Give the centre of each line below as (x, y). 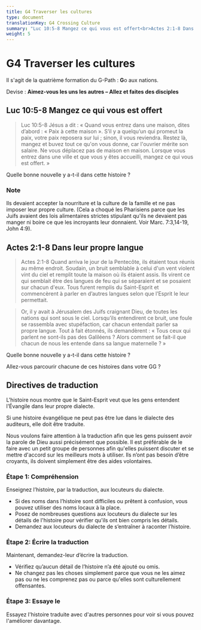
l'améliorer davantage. (34, 620)
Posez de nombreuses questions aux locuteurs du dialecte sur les (96, 514)
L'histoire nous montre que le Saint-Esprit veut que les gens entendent (93, 400)
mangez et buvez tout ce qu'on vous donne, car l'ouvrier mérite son (104, 144)
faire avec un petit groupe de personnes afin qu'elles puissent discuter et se (100, 448)
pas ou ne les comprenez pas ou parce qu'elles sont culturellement (98, 579)
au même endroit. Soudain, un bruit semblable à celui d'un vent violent (108, 268)
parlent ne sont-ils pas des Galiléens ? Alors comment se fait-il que (103, 337)
